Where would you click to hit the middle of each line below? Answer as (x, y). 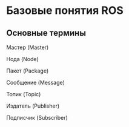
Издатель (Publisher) (33, 106)
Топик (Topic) (24, 94)
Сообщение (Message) (36, 83)
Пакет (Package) (28, 71)
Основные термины (46, 33)
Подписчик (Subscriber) (37, 118)
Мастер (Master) (28, 47)
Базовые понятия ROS (65, 11)
